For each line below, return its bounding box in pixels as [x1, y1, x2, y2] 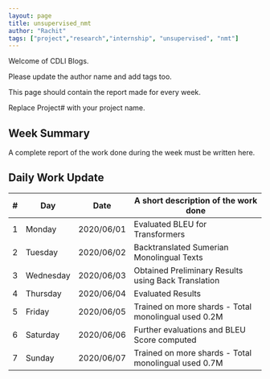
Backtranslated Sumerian [133, 241, 229, 253]
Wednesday [25, 270, 71, 281]
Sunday [25, 352, 55, 363]
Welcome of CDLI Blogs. [8, 56, 89, 66]
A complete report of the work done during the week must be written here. [8, 148, 256, 158]
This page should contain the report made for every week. [8, 88, 201, 97]
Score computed [133, 334, 197, 345]
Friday [25, 306, 50, 317]
